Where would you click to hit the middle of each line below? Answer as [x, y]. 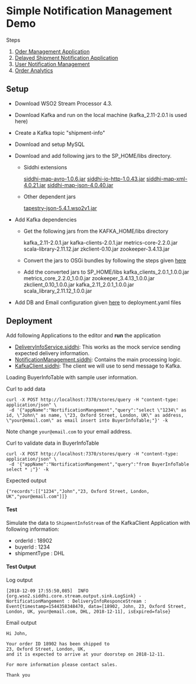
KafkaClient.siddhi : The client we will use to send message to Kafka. [98, 366]
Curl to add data [26, 389]
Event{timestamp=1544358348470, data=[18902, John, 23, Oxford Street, [96, 606]
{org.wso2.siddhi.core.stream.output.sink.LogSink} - [74, 596]
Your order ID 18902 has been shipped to [58, 644]
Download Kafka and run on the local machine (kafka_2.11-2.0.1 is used [101, 115]
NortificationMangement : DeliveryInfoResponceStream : [76, 601]
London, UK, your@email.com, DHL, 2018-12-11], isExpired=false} [88, 612]
